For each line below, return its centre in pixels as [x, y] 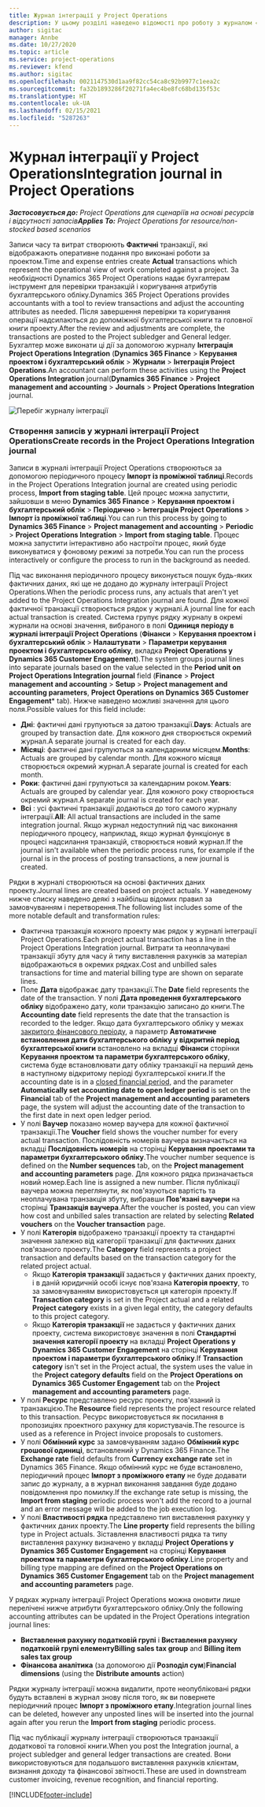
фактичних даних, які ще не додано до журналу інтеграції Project [119, 583]
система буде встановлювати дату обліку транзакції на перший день [137, 1065]
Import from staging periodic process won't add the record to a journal [136, 1501]
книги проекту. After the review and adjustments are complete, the [117, 328]
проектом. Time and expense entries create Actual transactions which [123, 261]
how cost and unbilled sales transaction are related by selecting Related [137, 1216]
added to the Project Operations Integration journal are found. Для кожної [129, 601]
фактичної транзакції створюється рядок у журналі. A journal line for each [132, 609]
